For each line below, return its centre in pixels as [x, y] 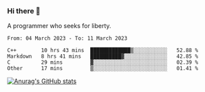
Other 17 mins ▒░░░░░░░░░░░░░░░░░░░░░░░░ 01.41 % [102, 69]
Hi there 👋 [24, 11]
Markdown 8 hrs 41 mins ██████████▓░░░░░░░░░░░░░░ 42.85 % [102, 57]
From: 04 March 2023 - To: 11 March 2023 [67, 38]
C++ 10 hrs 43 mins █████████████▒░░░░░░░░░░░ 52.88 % [102, 51]
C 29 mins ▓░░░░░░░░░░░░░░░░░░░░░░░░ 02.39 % [102, 62]
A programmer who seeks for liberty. [59, 26]
